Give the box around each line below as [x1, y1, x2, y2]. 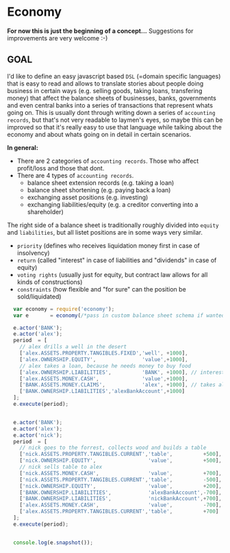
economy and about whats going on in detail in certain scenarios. [7, 130, 192, 138]
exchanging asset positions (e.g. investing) [27, 193, 149, 201]
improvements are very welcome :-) [7, 34, 108, 42]
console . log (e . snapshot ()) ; [13, 539, 94, 546]
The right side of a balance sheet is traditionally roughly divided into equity [7, 220, 219, 229]
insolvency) [16, 248, 50, 257]
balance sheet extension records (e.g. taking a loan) [27, 179, 175, 187]
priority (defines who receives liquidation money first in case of [16, 241, 200, 250]
